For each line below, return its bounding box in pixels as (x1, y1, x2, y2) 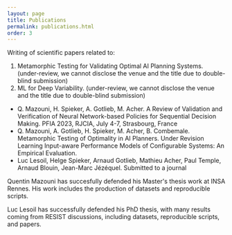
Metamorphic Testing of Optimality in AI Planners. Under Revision (17, 134, 204, 143)
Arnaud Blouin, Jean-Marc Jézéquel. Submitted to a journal (17, 164, 187, 172)
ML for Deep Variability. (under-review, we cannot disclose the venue (17, 84, 215, 92)
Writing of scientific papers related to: (7, 49, 116, 57)
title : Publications (7, 17, 67, 24)
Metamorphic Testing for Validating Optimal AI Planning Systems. (17, 62, 204, 70)
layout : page (7, 10, 45, 17)
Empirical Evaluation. (17, 149, 78, 157)
